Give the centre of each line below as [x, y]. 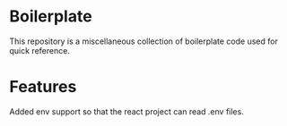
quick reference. [39, 50]
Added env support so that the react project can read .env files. [126, 111]
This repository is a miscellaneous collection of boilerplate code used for [143, 41]
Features [43, 87]
